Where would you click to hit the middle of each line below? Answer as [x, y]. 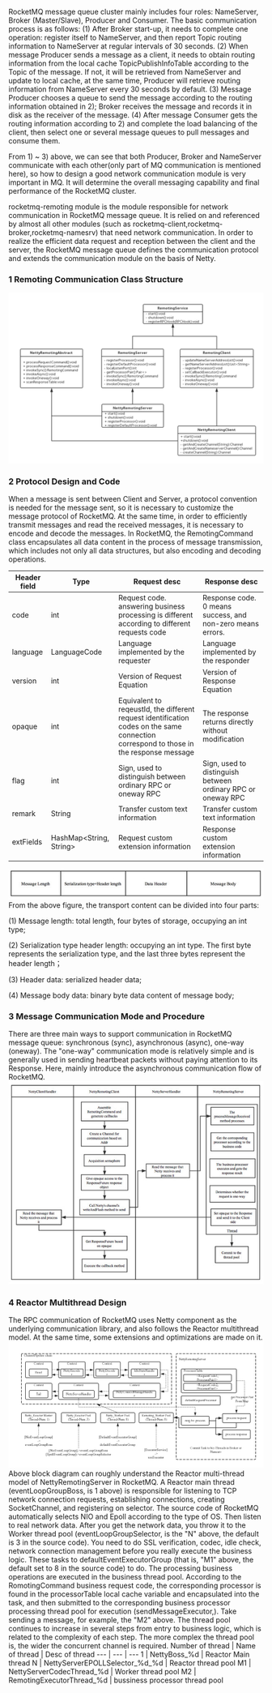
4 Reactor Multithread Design [68, 1302]
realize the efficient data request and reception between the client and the [132, 241]
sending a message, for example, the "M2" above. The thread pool [119, 1619]
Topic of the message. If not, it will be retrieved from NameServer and [125, 72]
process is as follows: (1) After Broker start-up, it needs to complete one [128, 29]
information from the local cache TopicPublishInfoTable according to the [129, 63]
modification [223, 739]
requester [135, 661]
